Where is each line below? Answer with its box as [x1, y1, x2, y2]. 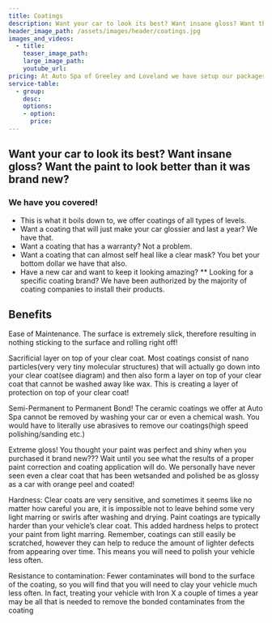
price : [29, 117, 53, 126]
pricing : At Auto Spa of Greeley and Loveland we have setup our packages [8, 72, 266, 80]
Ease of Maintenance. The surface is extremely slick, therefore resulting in [8, 329, 257, 339]
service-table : [8, 79, 60, 87]
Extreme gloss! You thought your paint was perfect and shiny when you [8, 445, 247, 454]
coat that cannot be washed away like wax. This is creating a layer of [8, 379, 239, 389]
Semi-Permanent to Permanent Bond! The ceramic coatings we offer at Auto [8, 403, 263, 413]
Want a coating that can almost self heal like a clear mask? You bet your [19, 250, 261, 259]
